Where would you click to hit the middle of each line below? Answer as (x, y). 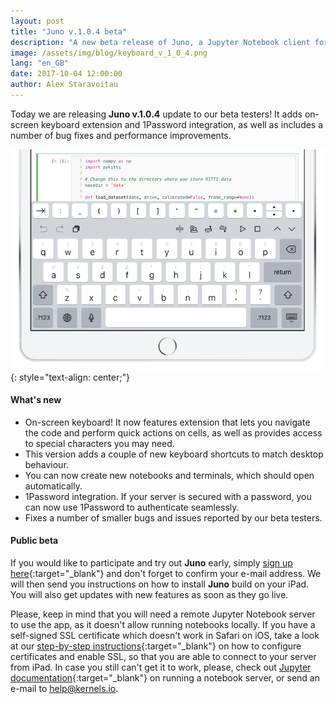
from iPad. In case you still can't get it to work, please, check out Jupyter (161, 667)
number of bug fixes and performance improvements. (121, 135)
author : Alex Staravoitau (64, 85)
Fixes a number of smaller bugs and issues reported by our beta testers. (173, 517)
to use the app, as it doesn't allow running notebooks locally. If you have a (163, 625)
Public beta (34, 541)
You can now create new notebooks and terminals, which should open (169, 475)
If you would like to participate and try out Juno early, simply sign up (151, 563)
